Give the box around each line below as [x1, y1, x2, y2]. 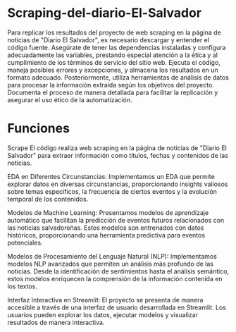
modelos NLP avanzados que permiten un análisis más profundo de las [7, 259, 213, 268]
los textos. [7, 282, 37, 290]
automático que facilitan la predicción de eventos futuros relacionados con [7, 216, 225, 224]
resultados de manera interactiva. [7, 318, 105, 326]
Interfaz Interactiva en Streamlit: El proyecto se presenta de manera [7, 295, 204, 304]
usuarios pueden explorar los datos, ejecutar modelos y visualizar [7, 310, 199, 319]
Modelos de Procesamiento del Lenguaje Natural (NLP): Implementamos [7, 252, 217, 260]
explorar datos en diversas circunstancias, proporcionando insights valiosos [7, 180, 228, 188]
